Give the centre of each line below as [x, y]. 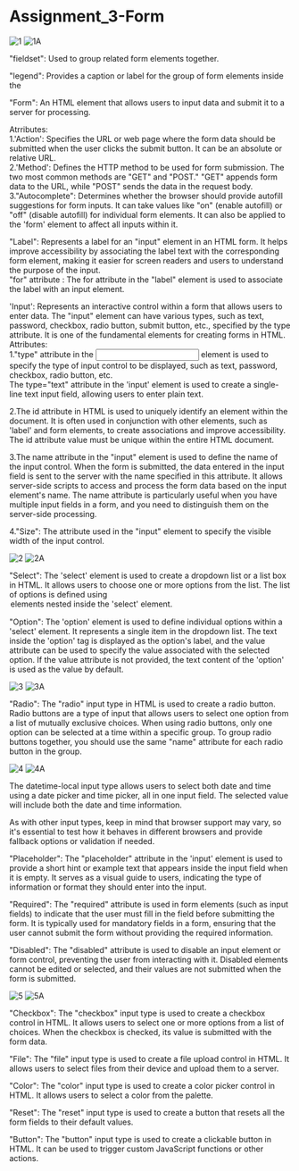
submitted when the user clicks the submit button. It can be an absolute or [146, 148]
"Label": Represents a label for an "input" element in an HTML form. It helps [149, 241]
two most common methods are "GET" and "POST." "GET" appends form [144, 177]
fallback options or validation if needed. [82, 841]
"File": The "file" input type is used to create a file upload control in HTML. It [149, 1058]
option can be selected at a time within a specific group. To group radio [141, 732]
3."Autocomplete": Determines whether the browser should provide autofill [146, 196]
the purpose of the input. [55, 270]
